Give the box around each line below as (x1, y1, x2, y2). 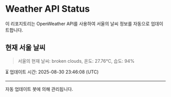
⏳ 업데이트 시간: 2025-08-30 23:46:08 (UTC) (5, 68, 99, 75)
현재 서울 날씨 (5, 43, 46, 52)
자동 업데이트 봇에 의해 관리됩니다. (5, 86, 73, 92)
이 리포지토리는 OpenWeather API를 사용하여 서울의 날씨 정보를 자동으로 (5, 20, 150, 27)
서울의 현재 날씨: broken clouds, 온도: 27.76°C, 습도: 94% (17, 58, 135, 64)
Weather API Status (5, 3, 90, 15)
